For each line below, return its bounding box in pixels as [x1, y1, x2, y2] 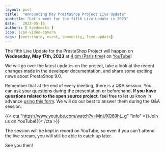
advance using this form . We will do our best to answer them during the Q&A [5, 98, 160, 104]
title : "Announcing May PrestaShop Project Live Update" [5, 12, 126, 17]
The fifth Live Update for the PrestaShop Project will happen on [5, 48, 134, 54]
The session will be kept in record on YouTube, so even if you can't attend [5, 127, 155, 133]
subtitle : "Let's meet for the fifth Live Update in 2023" [5, 16, 129, 21]
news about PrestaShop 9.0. [5, 73, 62, 79]
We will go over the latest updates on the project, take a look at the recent [5, 62, 155, 69]
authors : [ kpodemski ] [5, 25, 54, 30]
